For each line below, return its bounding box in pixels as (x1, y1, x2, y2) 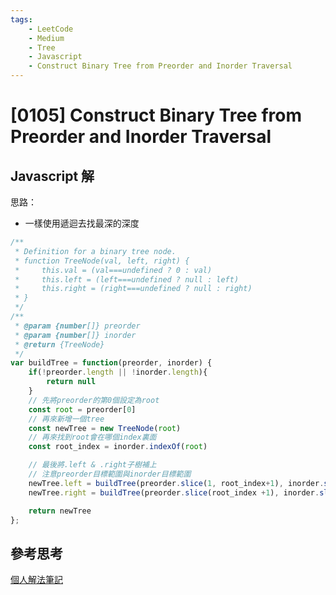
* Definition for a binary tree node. (14, 246, 177, 256)
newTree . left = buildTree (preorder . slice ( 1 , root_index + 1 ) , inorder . (28, 478, 325, 488)
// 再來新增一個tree (28, 414, 105, 424)
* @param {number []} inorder (14, 330, 137, 340)
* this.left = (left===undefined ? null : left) (14, 274, 240, 285)
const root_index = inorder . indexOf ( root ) (28, 442, 208, 452)
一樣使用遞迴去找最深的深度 (24, 217, 140, 229)
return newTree (28, 506, 92, 516)
